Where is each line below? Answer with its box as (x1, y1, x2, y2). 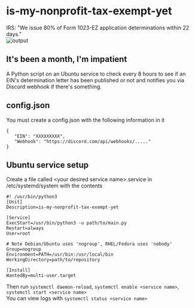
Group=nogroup (6, 246, 42, 253)
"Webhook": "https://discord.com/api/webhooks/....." (14, 138, 151, 145)
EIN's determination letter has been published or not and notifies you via (6, 76, 184, 83)
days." (6, 30, 22, 37)
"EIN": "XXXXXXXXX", (14, 133, 66, 139)
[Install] (6, 267, 31, 274)
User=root (6, 231, 31, 237)
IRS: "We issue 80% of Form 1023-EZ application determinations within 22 (6, 24, 190, 31)
